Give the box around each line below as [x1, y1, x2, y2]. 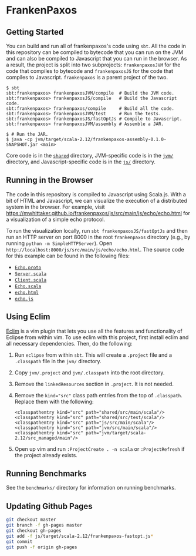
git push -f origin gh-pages [6, 544, 77, 550]
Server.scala [14, 271, 47, 277]
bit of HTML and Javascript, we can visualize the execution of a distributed [6, 197, 188, 204]
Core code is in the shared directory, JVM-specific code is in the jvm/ [6, 152, 174, 159]
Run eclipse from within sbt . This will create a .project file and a [14, 351, 172, 359]
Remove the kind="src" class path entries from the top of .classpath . [14, 391, 183, 398]
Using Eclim [6, 312, 50, 322]
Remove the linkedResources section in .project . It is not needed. [14, 380, 174, 387]
